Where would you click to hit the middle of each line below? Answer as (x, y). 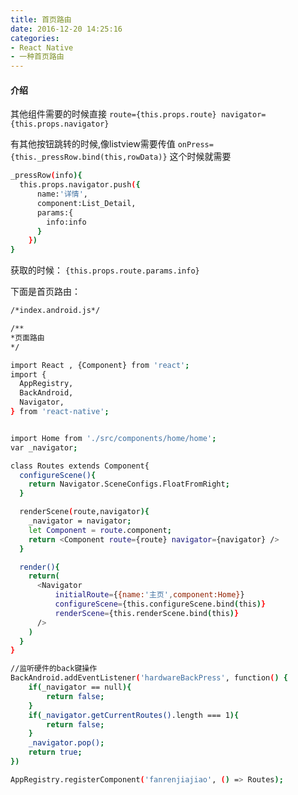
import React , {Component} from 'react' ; (100, 365)
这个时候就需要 (200, 157)
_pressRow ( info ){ (46, 176)
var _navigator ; (44, 447)
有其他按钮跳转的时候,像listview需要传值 (93, 144)
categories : (35, 38)
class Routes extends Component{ (80, 466)
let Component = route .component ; (100, 530)
